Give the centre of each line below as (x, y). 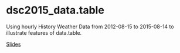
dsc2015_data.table (55, 10)
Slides (13, 44)
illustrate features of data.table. (44, 32)
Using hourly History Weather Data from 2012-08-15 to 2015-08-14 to (90, 26)
